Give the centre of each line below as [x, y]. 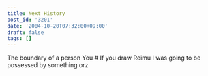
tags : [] [19, 39]
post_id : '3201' [30, 20]
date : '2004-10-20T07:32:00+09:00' [58, 26]
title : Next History [36, 13]
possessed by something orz [48, 65]
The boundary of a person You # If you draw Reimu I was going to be [104, 58]
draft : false [26, 32]
